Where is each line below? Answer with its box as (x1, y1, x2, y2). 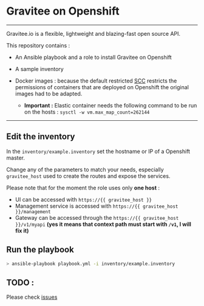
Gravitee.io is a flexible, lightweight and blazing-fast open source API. (6, 30, 181, 37)
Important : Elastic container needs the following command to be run (24, 101, 197, 109)
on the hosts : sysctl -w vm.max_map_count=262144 (24, 108, 150, 115)
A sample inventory (15, 65, 64, 72)
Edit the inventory (6, 132, 75, 142)
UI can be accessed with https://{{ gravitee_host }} (15, 195, 152, 203)
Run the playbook (6, 245, 74, 255)
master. (6, 154, 25, 161)
